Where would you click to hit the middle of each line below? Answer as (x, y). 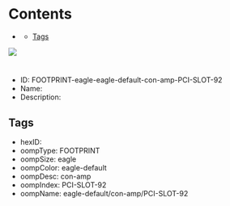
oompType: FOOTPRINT (60, 150)
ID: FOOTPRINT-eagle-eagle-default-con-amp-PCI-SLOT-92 (121, 80)
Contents (40, 14)
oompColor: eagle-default (63, 167)
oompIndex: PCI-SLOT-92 (63, 185)
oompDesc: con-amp (55, 176)
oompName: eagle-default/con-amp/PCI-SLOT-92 (104, 193)
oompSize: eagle (48, 159)
